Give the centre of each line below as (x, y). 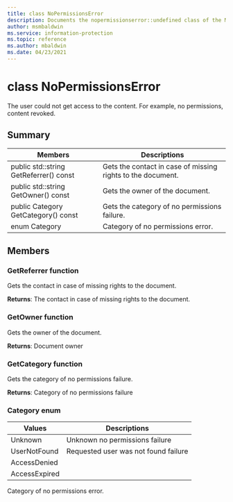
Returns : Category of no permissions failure (70, 392)
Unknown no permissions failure (119, 440)
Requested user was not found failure (127, 451)
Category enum (34, 410)
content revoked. (32, 113)
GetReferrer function (43, 270)
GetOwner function (41, 317)
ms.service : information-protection (60, 33)
